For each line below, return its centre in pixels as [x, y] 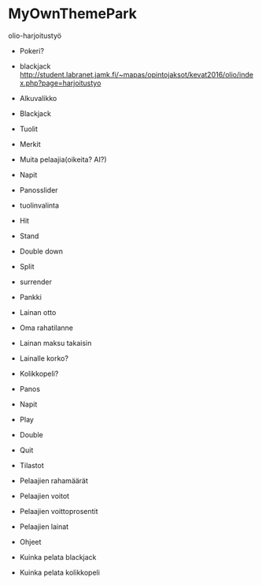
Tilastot [32, 465]
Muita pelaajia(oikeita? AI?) [63, 159]
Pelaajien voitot [44, 496]
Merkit [30, 144]
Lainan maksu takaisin [55, 343]
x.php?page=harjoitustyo [60, 83]
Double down [41, 251]
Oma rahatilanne [46, 328]
